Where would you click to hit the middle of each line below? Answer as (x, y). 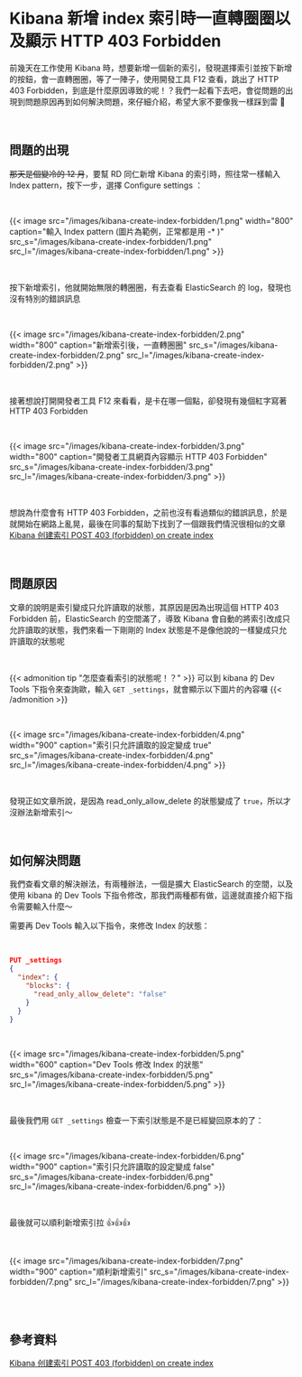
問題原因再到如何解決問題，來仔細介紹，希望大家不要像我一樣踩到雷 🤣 (155, 101)
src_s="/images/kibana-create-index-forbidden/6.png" (111, 1177)
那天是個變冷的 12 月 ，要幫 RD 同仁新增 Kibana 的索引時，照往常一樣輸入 (145, 173)
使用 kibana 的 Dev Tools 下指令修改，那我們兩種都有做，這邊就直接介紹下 (147, 896)
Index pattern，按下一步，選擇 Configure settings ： (106, 185)
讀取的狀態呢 (41, 641)
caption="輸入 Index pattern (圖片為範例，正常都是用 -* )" (117, 231)
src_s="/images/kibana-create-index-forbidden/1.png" (110, 241)
